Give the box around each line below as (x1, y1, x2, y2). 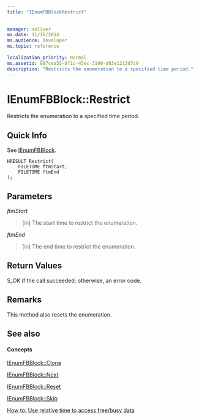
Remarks (7, 294, 42, 305)
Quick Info (7, 130, 48, 141)
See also (7, 328, 40, 339)
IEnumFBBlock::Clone (7, 359, 62, 367)
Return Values (7, 261, 62, 271)
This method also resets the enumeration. (7, 310, 112, 318)
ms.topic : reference (7, 43, 60, 50)
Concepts (7, 345, 32, 353)
